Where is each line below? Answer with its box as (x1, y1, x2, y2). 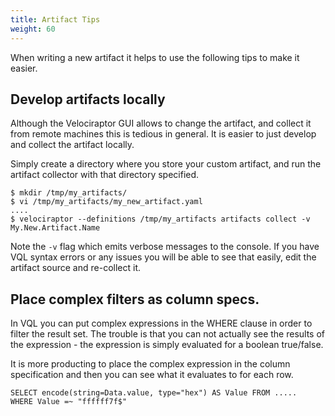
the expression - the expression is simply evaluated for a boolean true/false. (10, 339, 324, 351)
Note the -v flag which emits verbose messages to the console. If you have (10, 241, 320, 253)
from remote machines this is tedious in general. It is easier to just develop (10, 128, 317, 140)
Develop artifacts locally (10, 91, 166, 108)
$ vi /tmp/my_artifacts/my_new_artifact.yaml (10, 197, 203, 207)
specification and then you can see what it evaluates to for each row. (10, 369, 294, 381)
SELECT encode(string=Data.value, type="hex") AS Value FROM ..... (10, 388, 298, 398)
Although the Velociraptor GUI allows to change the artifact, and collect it (10, 117, 312, 130)
